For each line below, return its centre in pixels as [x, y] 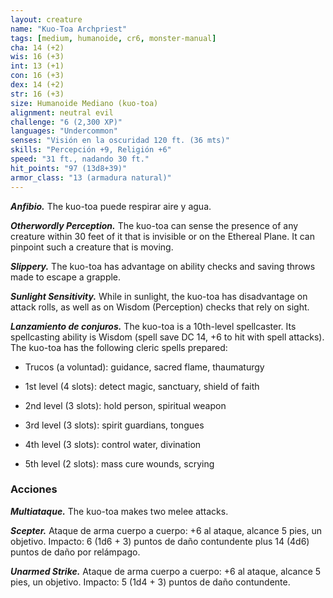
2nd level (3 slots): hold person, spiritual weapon [125, 405]
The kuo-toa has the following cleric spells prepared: [119, 347]
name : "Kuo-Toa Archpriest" [69, 29]
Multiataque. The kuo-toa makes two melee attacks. [119, 511]
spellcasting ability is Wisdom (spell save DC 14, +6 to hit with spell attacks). [167, 337]
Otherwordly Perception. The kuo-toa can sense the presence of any [154, 225]
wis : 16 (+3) [37, 57]
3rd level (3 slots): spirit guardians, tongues [114, 425]
